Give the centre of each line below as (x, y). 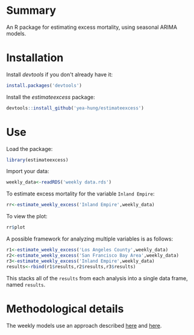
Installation (35, 58)
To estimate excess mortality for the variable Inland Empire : (80, 194)
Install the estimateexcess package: (51, 97)
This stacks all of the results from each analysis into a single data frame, (97, 278)
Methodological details (65, 309)
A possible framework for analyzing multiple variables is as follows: (90, 239)
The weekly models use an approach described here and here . (84, 325)
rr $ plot (16, 227)
